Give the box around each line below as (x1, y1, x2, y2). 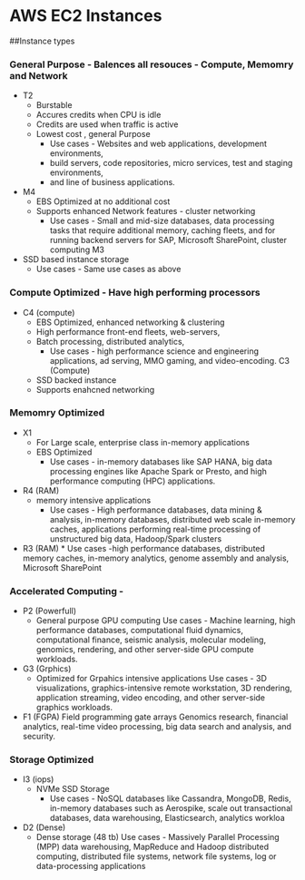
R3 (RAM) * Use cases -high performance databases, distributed (22, 543, 266, 553)
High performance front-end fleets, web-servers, (35, 326, 221, 337)
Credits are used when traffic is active (35, 119, 179, 130)
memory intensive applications (35, 494, 152, 505)
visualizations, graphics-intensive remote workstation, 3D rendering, (35, 682, 292, 694)
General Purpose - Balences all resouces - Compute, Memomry (9, 58, 294, 71)
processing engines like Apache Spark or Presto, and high (49, 465, 268, 476)
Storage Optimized (9, 754, 94, 767)
